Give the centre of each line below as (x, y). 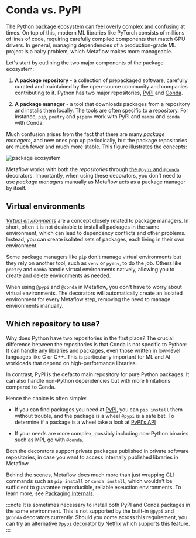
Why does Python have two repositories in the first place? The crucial (90, 338)
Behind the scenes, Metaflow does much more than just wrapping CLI (90, 475)
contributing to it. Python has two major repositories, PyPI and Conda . (99, 93)
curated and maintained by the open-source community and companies (101, 86)
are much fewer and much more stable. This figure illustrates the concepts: (97, 147)
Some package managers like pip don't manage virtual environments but (94, 257)
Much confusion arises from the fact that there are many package (85, 134)
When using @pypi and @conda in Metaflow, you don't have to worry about (94, 287)
